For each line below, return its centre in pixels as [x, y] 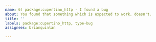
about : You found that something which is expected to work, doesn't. [78, 14]
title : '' [15, 19]
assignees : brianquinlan [30, 28]
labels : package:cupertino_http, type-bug [49, 23]
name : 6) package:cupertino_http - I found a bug [57, 10]
